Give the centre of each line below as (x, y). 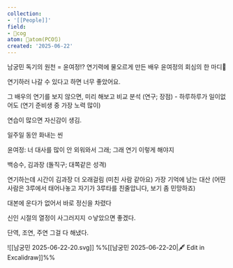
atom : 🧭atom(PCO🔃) (34, 40)
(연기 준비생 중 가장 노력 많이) (60, 105)
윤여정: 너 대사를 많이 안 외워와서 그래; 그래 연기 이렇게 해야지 (91, 150)
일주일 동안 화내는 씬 (35, 135)
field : (17, 27)
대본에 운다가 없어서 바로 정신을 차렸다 (59, 203)
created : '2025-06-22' (40, 46)
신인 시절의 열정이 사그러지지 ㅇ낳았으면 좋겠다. (72, 218)
